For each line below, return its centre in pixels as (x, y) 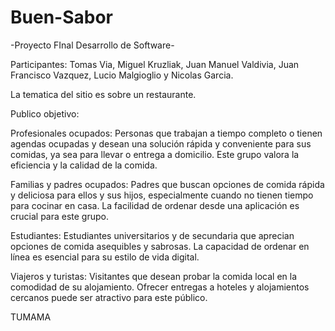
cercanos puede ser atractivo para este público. (109, 297)
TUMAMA (31, 317)
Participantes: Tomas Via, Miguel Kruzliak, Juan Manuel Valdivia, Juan (155, 64)
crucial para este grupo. (59, 216)
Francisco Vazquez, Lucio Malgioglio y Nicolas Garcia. (122, 75)
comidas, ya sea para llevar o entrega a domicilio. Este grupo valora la (155, 154)
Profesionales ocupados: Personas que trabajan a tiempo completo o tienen (166, 133)
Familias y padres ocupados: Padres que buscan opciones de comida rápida (167, 184)
